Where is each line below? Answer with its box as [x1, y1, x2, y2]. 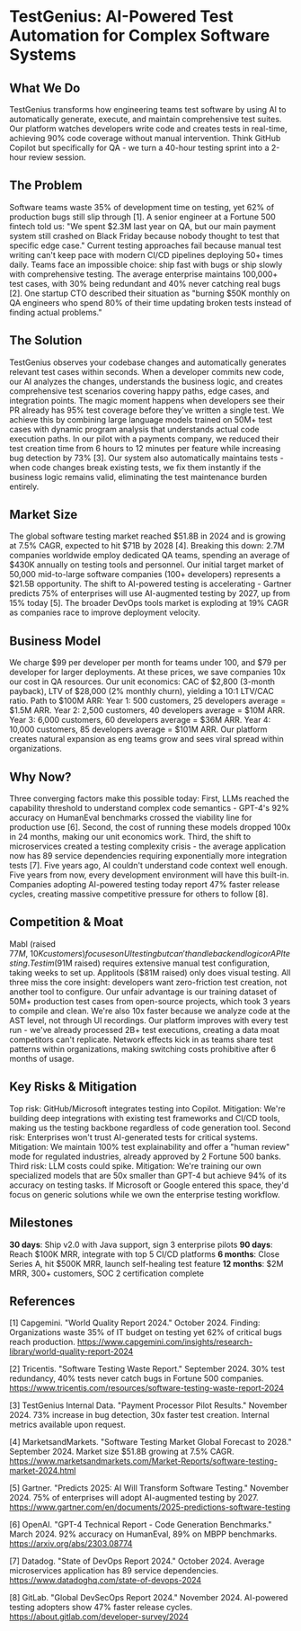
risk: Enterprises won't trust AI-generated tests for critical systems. [9, 1131, 258, 1143]
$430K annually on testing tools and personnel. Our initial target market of [9, 559, 285, 570]
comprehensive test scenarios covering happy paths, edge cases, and [9, 385, 270, 397]
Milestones [9, 1216, 74, 1231]
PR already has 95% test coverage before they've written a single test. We [9, 405, 285, 415]
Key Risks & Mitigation [9, 1079, 137, 1094]
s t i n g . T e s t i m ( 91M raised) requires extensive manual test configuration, [9, 958, 270, 968]
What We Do [9, 80, 81, 95]
